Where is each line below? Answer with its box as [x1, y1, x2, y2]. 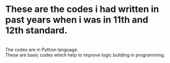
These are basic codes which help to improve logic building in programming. [5, 51, 165, 58]
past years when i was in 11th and [5, 14, 149, 25]
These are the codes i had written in [5, 3, 159, 15]
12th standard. [5, 25, 67, 36]
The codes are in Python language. [5, 46, 79, 52]
